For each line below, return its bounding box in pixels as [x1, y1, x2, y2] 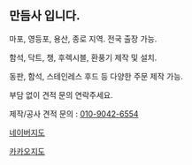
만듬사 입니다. [9, 8, 81, 24]
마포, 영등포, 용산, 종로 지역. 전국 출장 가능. [9, 34, 157, 44]
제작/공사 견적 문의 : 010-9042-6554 [9, 109, 139, 119]
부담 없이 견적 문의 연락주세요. [9, 89, 113, 100]
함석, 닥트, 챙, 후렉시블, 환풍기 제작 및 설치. [9, 52, 157, 63]
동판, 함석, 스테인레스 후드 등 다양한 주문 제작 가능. [9, 71, 184, 81]
